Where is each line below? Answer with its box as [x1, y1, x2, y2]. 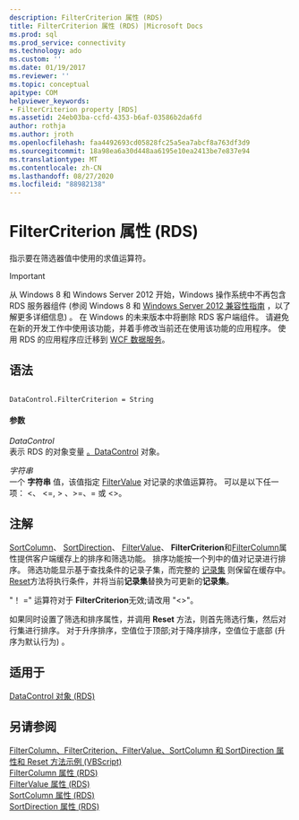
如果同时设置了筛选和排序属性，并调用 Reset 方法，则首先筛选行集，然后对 [9, 614, 286, 624]
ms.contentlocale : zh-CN [9, 163, 102, 172]
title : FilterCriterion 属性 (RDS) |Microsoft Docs [9, 22, 203, 31]
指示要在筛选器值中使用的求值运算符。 [9, 253, 150, 264]
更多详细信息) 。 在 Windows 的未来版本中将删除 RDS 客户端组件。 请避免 [16, 311, 289, 323]
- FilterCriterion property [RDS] [9, 105, 139, 114]
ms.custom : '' [9, 55, 63, 64]
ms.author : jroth [9, 130, 74, 139]
